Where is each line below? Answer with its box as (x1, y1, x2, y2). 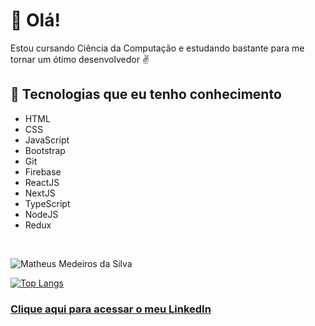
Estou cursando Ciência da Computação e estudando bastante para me (10, 42, 305, 54)
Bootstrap (24, 144, 66, 156)
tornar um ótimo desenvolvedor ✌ (10, 53, 150, 65)
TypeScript (24, 197, 71, 209)
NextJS (24, 187, 56, 199)
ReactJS (24, 176, 60, 188)
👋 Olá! (10, 9, 61, 32)
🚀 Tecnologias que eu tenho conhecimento (10, 86, 282, 103)
